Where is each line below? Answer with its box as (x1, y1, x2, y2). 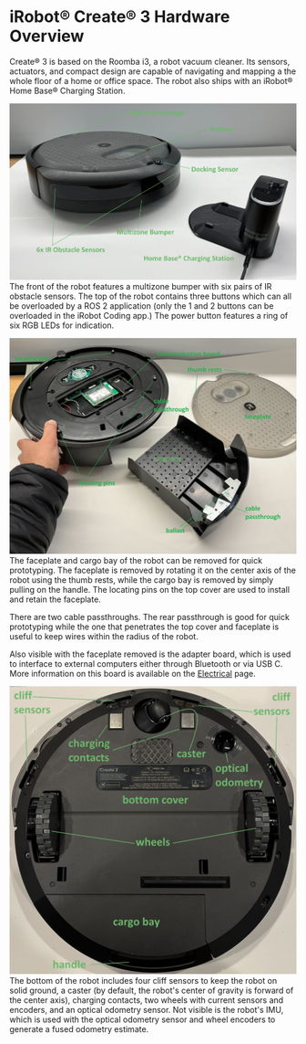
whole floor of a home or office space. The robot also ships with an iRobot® (9, 75, 293, 86)
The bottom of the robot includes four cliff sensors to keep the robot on (9, 975, 278, 986)
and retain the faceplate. (9, 594, 102, 605)
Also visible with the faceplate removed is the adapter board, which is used (9, 649, 291, 659)
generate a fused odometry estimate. (9, 1024, 149, 1035)
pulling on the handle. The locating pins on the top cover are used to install (9, 585, 290, 596)
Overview (9, 26, 85, 47)
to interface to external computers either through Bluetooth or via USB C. (9, 659, 283, 670)
